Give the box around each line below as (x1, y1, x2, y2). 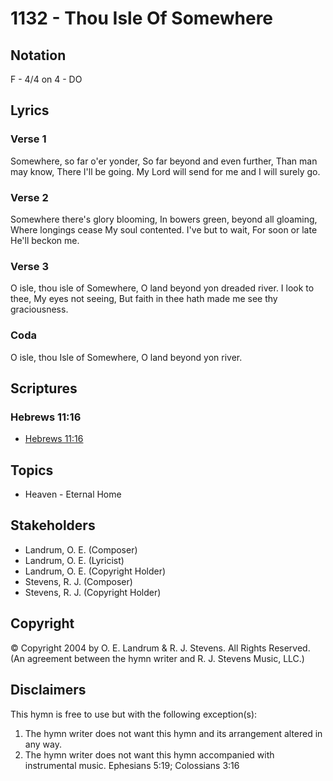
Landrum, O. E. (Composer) (24, 543, 138, 556)
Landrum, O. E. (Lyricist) (24, 554, 125, 566)
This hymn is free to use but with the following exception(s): (10, 708, 258, 720)
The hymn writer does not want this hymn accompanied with (24, 748, 275, 761)
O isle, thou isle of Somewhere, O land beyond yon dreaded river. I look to (10, 282, 315, 294)
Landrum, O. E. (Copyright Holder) (24, 565, 167, 577)
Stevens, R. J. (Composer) (24, 575, 133, 587)
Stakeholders (10, 517, 96, 534)
